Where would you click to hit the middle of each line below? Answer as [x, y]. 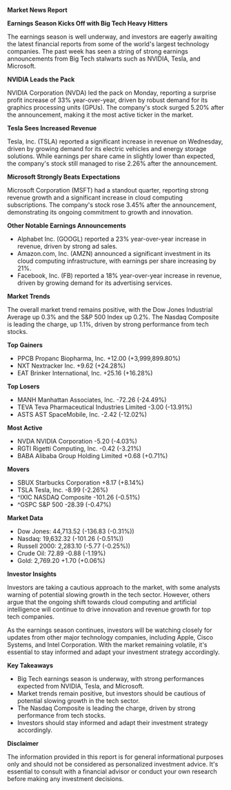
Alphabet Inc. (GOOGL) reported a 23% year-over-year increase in [112, 239]
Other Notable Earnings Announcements [67, 226]
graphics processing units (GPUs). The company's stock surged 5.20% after [115, 107]
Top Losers [23, 386]
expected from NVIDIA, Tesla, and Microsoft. [81, 686]
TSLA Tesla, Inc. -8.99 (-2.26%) [62, 490]
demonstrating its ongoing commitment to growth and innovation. [100, 212]
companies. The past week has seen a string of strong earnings [98, 51]
